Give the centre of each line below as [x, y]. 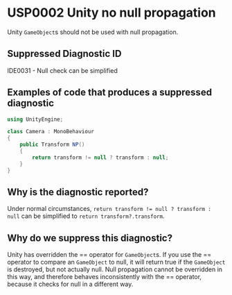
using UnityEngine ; [35, 119]
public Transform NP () [52, 145]
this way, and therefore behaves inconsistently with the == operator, [105, 277]
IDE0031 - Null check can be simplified [62, 70]
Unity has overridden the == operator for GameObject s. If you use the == [109, 255]
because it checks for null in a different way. [70, 284]
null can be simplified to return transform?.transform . [86, 216]
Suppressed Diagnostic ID [64, 54]
